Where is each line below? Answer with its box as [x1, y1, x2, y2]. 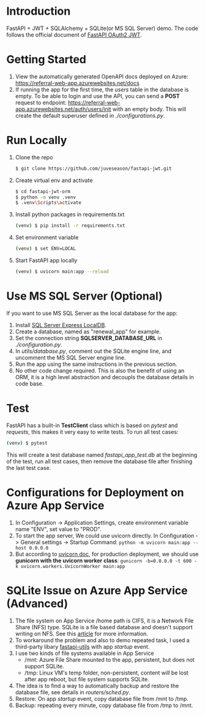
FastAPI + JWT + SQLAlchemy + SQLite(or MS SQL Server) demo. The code [6, 25, 199, 32]
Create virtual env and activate [15, 176, 93, 184]
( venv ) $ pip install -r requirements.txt [15, 222, 125, 229]
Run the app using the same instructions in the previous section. [15, 360, 177, 368]
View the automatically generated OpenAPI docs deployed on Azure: [15, 72, 188, 80]
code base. [15, 380, 44, 387]
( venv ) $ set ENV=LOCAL [15, 246, 76, 252]
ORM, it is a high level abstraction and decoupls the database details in [15, 373, 194, 380]
